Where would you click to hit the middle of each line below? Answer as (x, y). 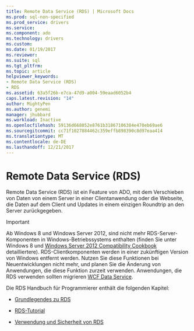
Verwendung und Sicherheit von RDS (59, 322)
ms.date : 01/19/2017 (31, 50)
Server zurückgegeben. (34, 211)
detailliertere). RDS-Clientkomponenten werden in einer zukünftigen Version (97, 252)
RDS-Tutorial (30, 311)
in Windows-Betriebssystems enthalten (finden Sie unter (109, 239)
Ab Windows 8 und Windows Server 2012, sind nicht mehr (76, 234)
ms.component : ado (28, 33)
